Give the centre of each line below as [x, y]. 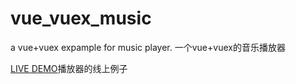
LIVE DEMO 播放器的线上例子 [69, 68]
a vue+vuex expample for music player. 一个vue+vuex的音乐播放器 [148, 47]
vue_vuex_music [81, 18]
